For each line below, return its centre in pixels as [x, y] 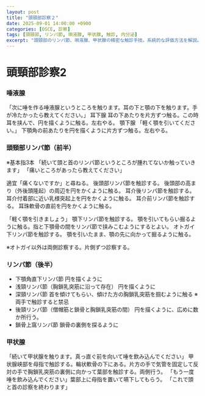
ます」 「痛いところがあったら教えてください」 [66, 170]
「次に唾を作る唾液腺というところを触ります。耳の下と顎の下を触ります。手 [102, 108]
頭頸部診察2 [37, 72]
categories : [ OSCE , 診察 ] [38, 29]
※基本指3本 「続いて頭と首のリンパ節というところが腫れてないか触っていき [101, 162]
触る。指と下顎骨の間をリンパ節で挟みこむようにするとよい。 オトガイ [106, 226]
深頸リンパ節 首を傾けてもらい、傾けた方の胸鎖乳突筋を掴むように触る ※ [106, 295]
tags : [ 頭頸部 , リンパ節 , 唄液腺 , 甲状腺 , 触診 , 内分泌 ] [72, 35]
